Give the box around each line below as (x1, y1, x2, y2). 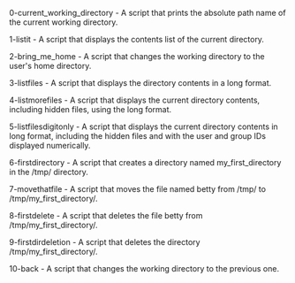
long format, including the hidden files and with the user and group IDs (9, 131, 267, 141)
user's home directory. (9, 61, 92, 71)
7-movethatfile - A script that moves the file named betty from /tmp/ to (9, 184, 267, 194)
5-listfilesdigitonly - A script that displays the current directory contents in (9, 121, 278, 132)
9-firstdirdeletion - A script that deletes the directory (9, 237, 200, 247)
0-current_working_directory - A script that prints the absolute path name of (9, 8, 286, 18)
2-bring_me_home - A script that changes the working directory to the (9, 51, 265, 61)
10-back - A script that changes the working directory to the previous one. (9, 264, 280, 273)
